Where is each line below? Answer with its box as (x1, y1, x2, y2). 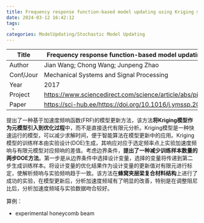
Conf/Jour (9, 71, 38, 79)
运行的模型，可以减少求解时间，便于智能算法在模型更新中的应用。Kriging (11, 131, 195, 139)
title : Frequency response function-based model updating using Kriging (6, 8, 194, 15)
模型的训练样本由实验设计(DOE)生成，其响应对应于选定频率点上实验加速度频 (6, 139, 197, 147)
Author (9, 61, 29, 70)
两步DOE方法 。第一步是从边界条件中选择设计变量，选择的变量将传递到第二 (6, 155, 193, 162)
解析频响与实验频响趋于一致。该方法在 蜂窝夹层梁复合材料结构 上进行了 (22, 170, 198, 177)
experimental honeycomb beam (15, 210, 95, 217)
